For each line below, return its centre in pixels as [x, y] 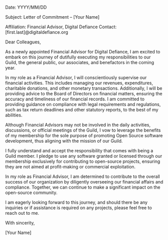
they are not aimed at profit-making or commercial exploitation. [70, 167]
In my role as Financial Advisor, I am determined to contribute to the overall [83, 176]
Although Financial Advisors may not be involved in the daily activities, [78, 125]
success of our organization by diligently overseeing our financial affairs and [84, 182]
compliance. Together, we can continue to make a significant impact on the [83, 187]
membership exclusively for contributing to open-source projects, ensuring [83, 161]
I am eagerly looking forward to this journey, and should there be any [76, 202]
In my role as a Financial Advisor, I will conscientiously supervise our [76, 77]
